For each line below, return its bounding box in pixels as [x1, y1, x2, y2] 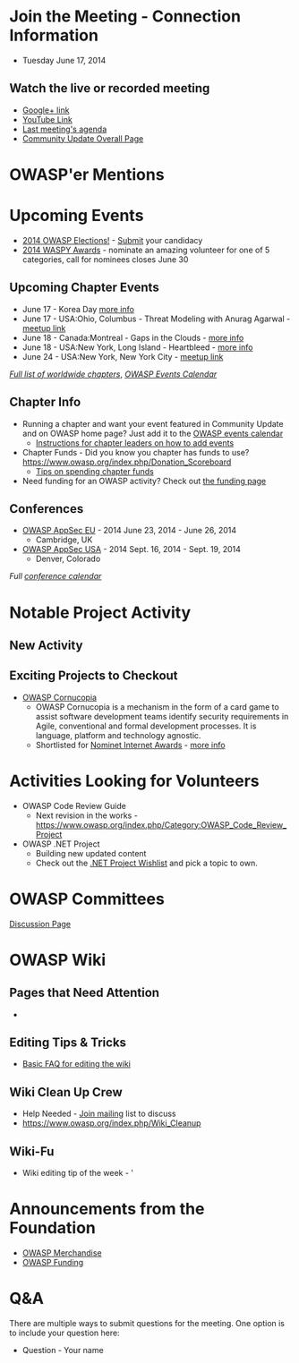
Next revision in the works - [35, 810, 139, 821]
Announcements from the [9, 1199, 205, 1219]
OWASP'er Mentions [9, 164, 165, 184]
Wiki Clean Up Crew [9, 1085, 123, 1100]
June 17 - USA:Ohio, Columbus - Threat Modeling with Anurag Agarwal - [21, 313, 291, 324]
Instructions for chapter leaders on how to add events [35, 437, 235, 448]
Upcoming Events [9, 206, 144, 226]
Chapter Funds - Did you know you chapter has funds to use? [21, 447, 250, 457]
